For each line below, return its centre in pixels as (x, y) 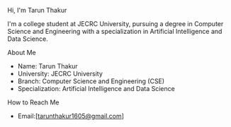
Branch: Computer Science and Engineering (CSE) (91, 81)
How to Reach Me (33, 102)
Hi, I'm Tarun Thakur (37, 10)
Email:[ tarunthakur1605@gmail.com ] (71, 116)
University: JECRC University (60, 74)
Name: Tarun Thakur (47, 66)
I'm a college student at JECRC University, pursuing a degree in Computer (115, 24)
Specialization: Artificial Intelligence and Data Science (96, 89)
